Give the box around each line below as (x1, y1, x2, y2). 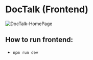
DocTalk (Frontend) (5, 4, 88, 15)
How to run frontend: (5, 35, 73, 44)
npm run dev (12, 50, 38, 55)
